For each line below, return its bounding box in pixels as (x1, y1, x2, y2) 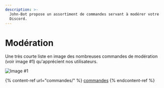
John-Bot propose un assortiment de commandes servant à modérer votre (9, 12, 160, 17)
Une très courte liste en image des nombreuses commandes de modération (5, 53, 158, 59)
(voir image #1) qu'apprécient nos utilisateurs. (5, 59, 98, 65)
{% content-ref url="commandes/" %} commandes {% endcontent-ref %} (5, 78, 155, 84)
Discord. (9, 16, 27, 21)
